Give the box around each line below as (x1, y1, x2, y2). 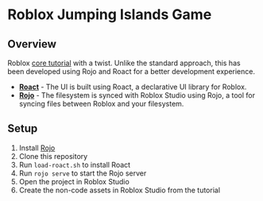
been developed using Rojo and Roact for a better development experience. (7, 67, 256, 76)
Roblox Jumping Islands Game (7, 6, 212, 24)
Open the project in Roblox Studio (18, 176, 130, 186)
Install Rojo (18, 143, 56, 153)
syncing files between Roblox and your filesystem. (18, 99, 184, 108)
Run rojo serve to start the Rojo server (18, 168, 147, 178)
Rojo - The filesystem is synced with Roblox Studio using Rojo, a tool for (18, 91, 256, 100)
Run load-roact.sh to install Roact (18, 160, 131, 169)
